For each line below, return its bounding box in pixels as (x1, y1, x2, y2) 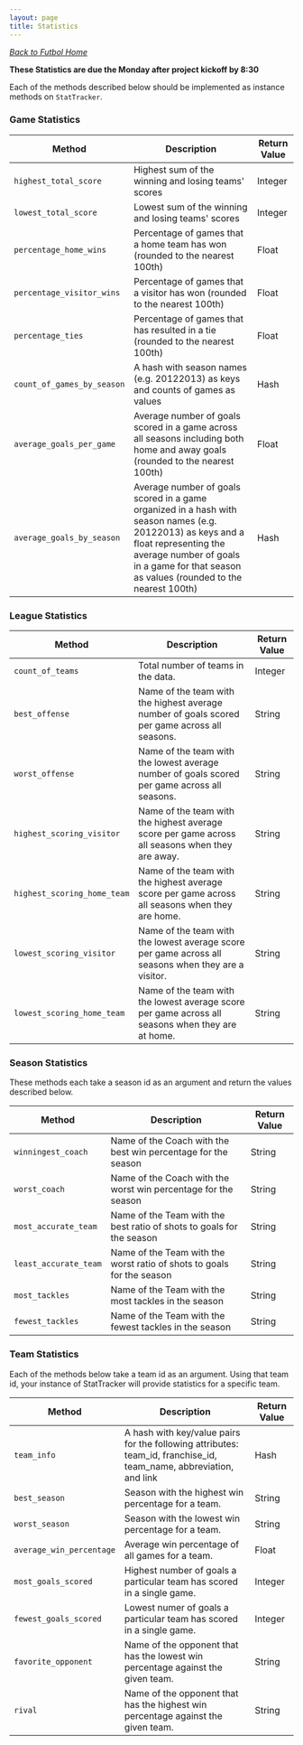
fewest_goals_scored (14, 1613, 102, 1624)
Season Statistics (9, 1057, 88, 1069)
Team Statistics (9, 1348, 79, 1360)
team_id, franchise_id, (124, 1449, 218, 1461)
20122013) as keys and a (133, 526, 245, 538)
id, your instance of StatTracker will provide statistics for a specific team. (9, 1378, 280, 1389)
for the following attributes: (124, 1437, 239, 1450)
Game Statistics (9, 114, 81, 126)
